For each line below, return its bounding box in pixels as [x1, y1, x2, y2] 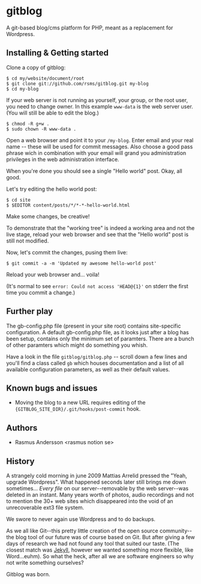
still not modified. [6, 237, 49, 244]
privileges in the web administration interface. [6, 155, 119, 163]
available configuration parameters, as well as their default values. [6, 366, 170, 373]
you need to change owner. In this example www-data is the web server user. [6, 103, 193, 110]
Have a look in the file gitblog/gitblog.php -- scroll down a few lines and [6, 353, 187, 360]
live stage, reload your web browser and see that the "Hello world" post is [6, 230, 189, 238]
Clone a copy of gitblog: [6, 64, 66, 71]
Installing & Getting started [6, 48, 109, 58]
